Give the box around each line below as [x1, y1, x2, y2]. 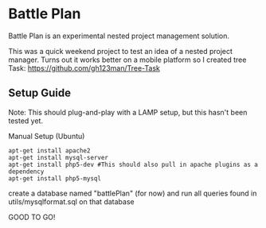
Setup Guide [8, 87, 72, 100]
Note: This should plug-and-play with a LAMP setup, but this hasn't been [8, 107, 248, 117]
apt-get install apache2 [8, 146, 91, 155]
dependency [8, 168, 45, 176]
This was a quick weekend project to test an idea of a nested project [8, 46, 233, 56]
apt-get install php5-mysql [8, 174, 102, 183]
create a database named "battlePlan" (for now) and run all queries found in [8, 188, 257, 198]
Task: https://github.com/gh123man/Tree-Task [8, 63, 161, 72]
